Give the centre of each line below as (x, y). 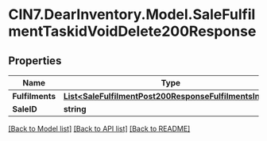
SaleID (25, 109)
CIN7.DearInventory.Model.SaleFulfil (132, 15)
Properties (35, 61)
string (75, 109)
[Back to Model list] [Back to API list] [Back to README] (99, 129)
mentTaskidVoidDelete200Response (132, 31)
